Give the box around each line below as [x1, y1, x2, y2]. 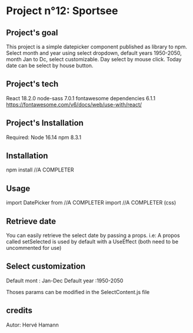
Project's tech [6, 79, 59, 89]
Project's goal [6, 28, 58, 38]
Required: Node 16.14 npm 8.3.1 [6, 134, 81, 141]
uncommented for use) [6, 245, 62, 252]
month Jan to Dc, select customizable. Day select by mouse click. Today [6, 56, 182, 62]
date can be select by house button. [6, 62, 94, 69]
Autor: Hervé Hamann [6, 321, 59, 328]
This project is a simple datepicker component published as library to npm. [6, 43, 187, 50]
